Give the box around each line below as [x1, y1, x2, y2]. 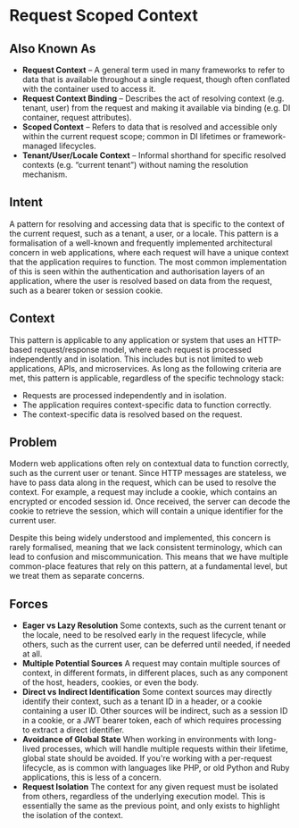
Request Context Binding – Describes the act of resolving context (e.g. [21, 93, 285, 104]
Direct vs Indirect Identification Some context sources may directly [21, 687, 272, 698]
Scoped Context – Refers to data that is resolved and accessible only [21, 121, 278, 132]
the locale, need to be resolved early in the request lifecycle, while [21, 630, 267, 640]
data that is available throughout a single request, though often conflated [21, 74, 290, 85]
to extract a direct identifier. [21, 724, 125, 735]
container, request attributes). [21, 113, 132, 122]
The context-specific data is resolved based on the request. [21, 408, 243, 420]
